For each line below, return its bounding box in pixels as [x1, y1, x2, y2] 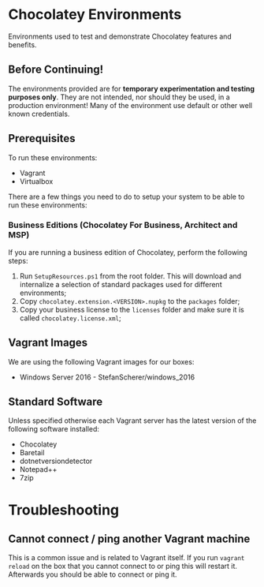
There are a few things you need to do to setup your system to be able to [8, 192, 245, 201]
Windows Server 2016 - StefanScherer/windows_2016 [19, 372, 195, 382]
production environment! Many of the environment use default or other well [8, 100, 253, 110]
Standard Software [8, 395, 103, 409]
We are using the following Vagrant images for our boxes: [8, 357, 195, 366]
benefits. [8, 39, 37, 49]
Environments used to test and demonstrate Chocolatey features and [8, 32, 232, 41]
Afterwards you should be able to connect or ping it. [8, 570, 177, 579]
